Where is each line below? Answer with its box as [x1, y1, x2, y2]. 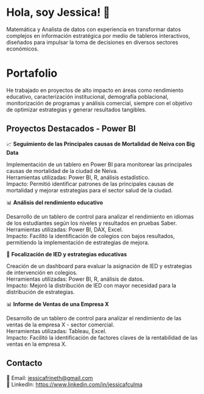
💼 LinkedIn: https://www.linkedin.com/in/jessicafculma [6, 381, 143, 388]
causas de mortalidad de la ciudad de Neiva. [6, 167, 118, 174]
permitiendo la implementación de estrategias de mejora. [6, 239, 150, 246]
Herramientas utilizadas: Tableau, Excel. [6, 327, 107, 334]
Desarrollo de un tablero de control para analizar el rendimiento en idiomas [6, 213, 194, 220]
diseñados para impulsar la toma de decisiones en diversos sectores [6, 38, 178, 46]
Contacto [6, 358, 43, 368]
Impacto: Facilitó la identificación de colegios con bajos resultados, [6, 232, 175, 239]
